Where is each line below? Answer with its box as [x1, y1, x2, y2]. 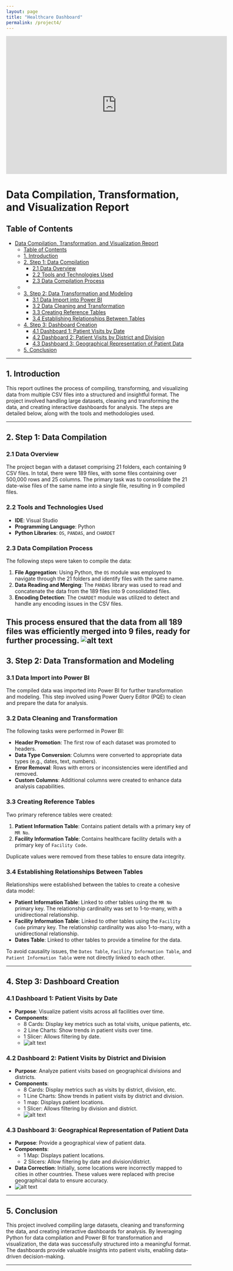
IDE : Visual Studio [14, 517, 58, 524]
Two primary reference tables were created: [6, 811, 113, 818]
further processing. [6, 636, 79, 646]
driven [6, 1253, 22, 1260]
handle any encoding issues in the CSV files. [14, 600, 123, 607]
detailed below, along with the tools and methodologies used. [6, 410, 155, 417]
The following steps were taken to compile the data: [6, 557, 132, 564]
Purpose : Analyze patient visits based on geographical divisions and [14, 1067, 181, 1074]
